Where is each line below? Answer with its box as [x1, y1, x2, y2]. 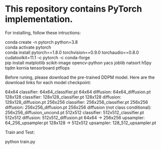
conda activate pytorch [5, 44, 51, 50]
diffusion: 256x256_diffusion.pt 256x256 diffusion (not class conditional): [5, 104, 152, 110]
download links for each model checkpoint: [5, 79, 91, 85]
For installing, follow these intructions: [5, 30, 81, 35]
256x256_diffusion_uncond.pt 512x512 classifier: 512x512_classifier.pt [5, 109, 145, 115]
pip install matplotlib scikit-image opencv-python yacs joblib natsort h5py [5, 60, 152, 66]
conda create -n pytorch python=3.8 [5, 39, 78, 45]
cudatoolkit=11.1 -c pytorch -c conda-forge [5, 54, 90, 60]
